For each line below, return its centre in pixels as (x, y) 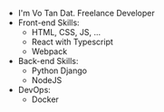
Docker (45, 99)
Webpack (49, 51)
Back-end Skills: (48, 61)
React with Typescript (72, 42)
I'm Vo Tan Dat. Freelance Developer (87, 13)
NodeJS (47, 80)
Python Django (59, 70)
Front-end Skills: (48, 23)
